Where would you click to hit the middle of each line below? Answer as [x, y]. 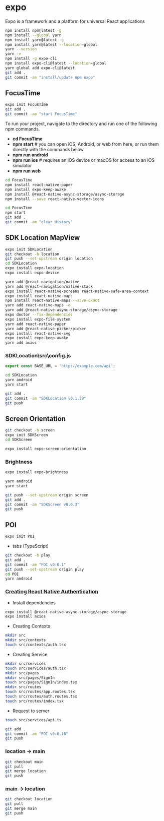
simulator [22, 166]
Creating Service [30, 654]
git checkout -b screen [30, 430]
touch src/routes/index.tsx [35, 701]
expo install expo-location [35, 268]
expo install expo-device [32, 273]
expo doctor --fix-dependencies [39, 315]
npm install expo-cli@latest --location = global [56, 64]
